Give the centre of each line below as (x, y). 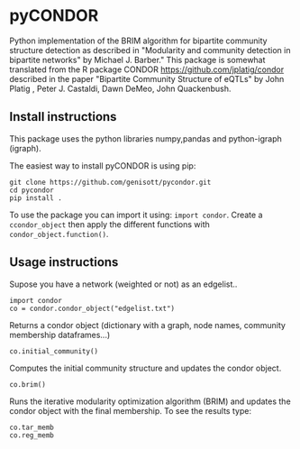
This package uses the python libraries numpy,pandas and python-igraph (145, 138)
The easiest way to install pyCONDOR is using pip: (103, 165)
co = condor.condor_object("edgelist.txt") (92, 308)
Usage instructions (64, 262)
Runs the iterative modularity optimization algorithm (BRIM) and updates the (150, 401)
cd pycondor (32, 190)
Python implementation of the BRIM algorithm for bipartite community (138, 41)
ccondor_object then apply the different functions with (109, 224)
